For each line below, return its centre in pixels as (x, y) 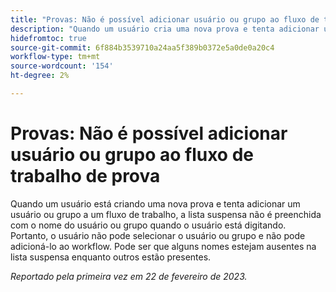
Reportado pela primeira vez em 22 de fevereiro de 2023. (129, 276)
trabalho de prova (85, 176)
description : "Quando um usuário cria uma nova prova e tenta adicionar (165, 29)
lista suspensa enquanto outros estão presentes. (111, 257)
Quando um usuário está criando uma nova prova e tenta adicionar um (155, 203)
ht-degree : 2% (40, 76)
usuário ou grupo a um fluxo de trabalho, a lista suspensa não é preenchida (166, 214)
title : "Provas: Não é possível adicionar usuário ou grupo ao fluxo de (165, 19)
